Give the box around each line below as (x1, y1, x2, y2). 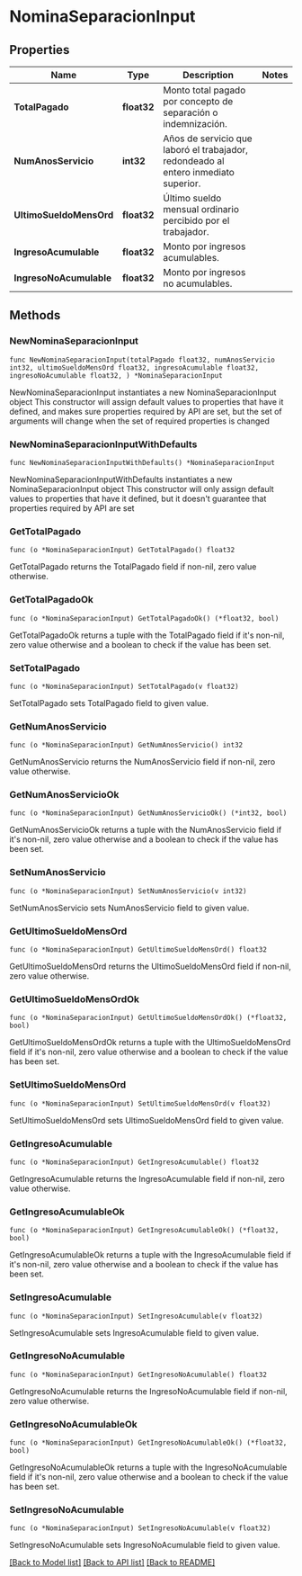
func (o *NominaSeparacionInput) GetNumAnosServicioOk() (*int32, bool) (9, 809, 288, 818)
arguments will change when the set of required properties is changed (9, 416, 270, 426)
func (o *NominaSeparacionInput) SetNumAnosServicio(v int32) (9, 886, 247, 896)
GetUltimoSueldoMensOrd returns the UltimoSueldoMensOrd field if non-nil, (9, 961, 292, 972)
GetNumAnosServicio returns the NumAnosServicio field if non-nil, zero (9, 757, 276, 767)
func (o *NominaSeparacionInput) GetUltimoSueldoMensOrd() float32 (9, 945, 268, 954)
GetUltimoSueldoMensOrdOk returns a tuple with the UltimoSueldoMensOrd (9, 1037, 291, 1048)
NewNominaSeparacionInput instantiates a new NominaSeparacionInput (9, 387, 277, 398)
